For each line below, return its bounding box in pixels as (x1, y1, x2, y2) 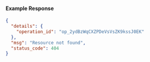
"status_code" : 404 (11, 45, 60, 51)
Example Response (5, 5, 54, 12)
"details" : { (11, 24, 43, 30)
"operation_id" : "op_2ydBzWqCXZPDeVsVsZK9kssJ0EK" (16, 28, 145, 35)
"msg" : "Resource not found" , (11, 40, 86, 45)
